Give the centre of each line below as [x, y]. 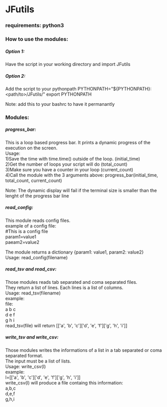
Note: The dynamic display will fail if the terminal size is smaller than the [81, 190]
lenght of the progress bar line [37, 196]
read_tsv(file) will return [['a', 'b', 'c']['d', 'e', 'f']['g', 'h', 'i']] [66, 325]
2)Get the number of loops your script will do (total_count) [66, 164]
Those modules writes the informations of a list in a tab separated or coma [84, 350]
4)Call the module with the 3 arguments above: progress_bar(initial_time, [82, 175]
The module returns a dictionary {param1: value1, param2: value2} [75, 252]
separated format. [24, 355]
